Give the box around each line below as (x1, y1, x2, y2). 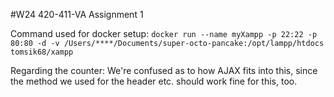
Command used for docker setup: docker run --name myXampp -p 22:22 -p (10, 28, 318, 39)
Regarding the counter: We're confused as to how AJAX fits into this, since (10, 65, 318, 76)
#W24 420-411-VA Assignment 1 (10, 9, 144, 20)
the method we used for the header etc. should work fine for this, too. (10, 75, 298, 87)
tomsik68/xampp (10, 47, 74, 57)
